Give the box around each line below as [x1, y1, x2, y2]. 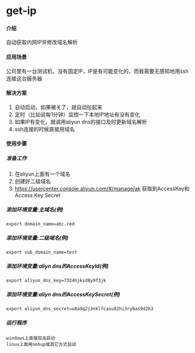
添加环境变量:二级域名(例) [6, 234, 69, 241]
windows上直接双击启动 [6, 335, 56, 341]
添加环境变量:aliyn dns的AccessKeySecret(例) [6, 291, 120, 298]
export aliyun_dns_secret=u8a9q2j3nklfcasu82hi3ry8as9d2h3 [6, 306, 154, 312]
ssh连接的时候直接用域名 [14, 125, 75, 133]
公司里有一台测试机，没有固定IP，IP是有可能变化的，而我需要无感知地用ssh [6, 68, 189, 75]
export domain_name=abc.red [6, 221, 75, 227]
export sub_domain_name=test [6, 250, 78, 255]
